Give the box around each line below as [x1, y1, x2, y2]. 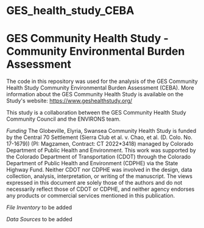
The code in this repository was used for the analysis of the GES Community [6, 77, 198, 85]
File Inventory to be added [6, 204, 72, 211]
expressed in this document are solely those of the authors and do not [6, 179, 183, 187]
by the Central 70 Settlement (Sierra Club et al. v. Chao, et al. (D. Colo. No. [6, 134, 193, 141]
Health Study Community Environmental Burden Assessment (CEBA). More [6, 84, 194, 91]
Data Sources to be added [6, 216, 72, 223]
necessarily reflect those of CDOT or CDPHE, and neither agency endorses [6, 185, 195, 193]
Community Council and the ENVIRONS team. [6, 115, 121, 123]
